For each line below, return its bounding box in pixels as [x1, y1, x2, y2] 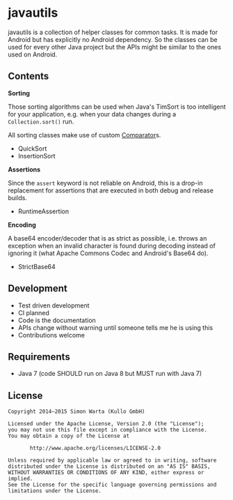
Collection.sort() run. [8, 117, 74, 126]
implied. [8, 476, 33, 483]
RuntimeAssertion [17, 207, 70, 215]
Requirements [8, 351, 70, 363]
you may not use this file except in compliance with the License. [8, 427, 208, 434]
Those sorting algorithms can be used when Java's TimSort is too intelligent [8, 103, 226, 111]
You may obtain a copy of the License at [8, 432, 130, 440]
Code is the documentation [17, 316, 96, 324]
